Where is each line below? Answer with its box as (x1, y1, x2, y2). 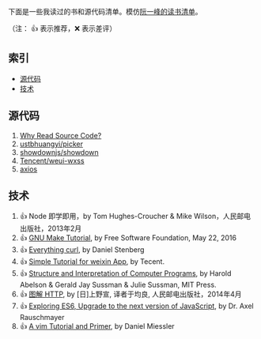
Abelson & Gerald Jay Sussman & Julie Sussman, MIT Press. (19, 280, 217, 290)
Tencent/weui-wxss (19, 156, 85, 165)
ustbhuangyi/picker (19, 139, 83, 149)
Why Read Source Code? (19, 130, 102, 140)
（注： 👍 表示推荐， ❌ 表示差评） (8, 24, 117, 33)
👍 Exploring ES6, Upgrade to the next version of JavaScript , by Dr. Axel (19, 301, 255, 311)
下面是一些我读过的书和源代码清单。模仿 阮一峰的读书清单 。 (8, 7, 202, 16)
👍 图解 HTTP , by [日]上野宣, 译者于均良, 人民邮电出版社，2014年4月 (19, 289, 242, 299)
